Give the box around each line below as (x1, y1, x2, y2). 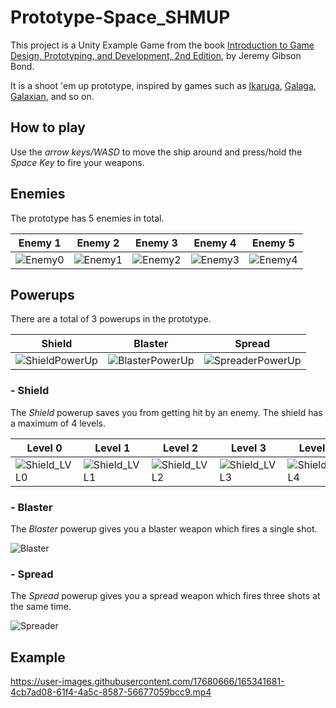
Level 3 (230, 441, 267, 455)
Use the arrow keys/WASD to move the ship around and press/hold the (10, 146, 303, 158)
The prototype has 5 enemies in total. (10, 212, 165, 224)
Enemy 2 (76, 236, 120, 250)
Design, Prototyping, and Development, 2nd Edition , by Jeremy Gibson (10, 49, 302, 61)
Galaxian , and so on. (10, 90, 95, 102)
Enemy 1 (18, 236, 62, 250)
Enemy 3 (134, 236, 178, 250)
